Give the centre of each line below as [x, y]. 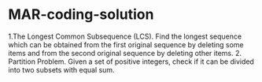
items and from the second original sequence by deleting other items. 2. [125, 53]
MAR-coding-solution [81, 15]
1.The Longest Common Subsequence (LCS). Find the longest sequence [125, 36]
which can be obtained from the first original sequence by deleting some [126, 44]
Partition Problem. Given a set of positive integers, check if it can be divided [131, 61]
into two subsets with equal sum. [62, 69]
